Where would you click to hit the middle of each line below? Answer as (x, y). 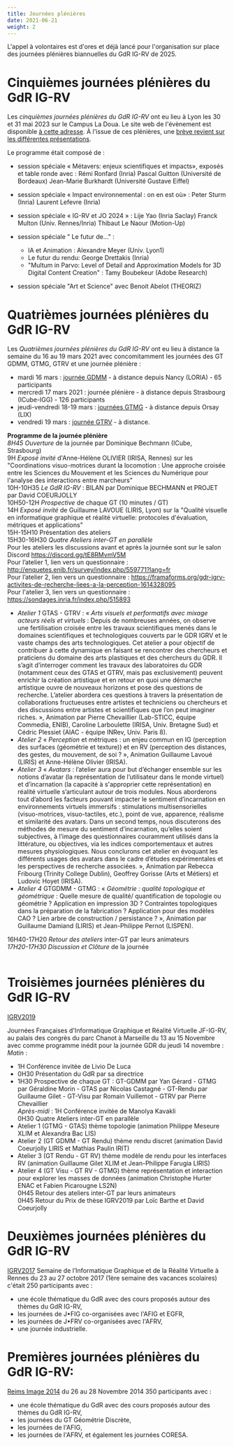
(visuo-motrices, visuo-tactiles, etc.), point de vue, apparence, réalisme (120, 814)
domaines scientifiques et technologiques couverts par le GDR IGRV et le (122, 636)
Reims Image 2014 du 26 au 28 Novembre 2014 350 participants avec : (109, 1391)
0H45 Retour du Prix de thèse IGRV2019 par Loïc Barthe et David (111, 1201)
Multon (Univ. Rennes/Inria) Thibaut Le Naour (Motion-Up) (101, 223)
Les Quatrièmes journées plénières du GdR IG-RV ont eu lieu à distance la (114, 349)
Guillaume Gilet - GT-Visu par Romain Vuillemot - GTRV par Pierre (111, 1096)
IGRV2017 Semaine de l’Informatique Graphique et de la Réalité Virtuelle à (113, 1271)
